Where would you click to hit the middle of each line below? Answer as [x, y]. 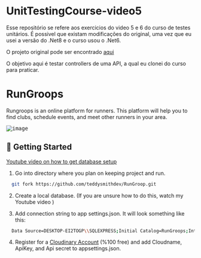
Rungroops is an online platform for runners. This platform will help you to [97, 110]
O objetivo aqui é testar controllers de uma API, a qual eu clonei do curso [96, 63]
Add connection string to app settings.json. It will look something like [100, 213]
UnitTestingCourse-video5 [74, 11]
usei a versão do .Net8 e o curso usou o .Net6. [64, 40]
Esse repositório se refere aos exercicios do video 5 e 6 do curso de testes [98, 28]
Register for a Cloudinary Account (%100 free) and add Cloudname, [98, 242]
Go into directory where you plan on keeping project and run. [90, 173]
